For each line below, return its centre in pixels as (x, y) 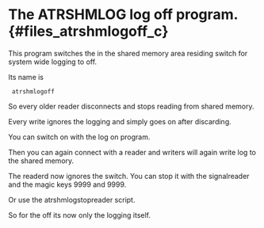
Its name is (26, 77)
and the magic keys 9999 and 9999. (67, 184)
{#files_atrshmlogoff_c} (88, 31)
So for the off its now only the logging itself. (79, 215)
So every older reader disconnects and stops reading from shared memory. (131, 106)
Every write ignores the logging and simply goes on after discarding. (120, 121)
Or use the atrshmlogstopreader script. (72, 199)
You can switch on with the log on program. (79, 137)
